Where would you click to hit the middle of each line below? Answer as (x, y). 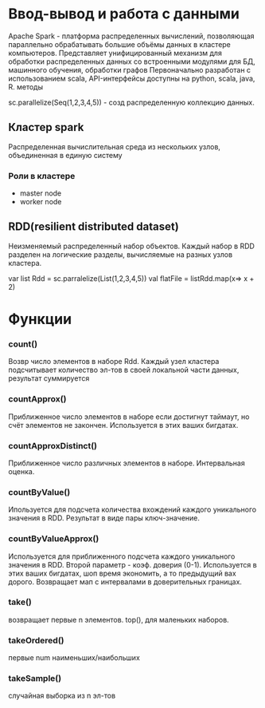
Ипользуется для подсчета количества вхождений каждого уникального (132, 510)
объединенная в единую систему (65, 155)
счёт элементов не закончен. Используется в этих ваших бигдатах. (123, 425)
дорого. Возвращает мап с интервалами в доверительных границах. (125, 581)
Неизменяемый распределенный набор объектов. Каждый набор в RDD (131, 246)
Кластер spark (46, 127)
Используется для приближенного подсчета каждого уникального (122, 556)
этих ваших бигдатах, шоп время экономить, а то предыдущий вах (122, 573)
